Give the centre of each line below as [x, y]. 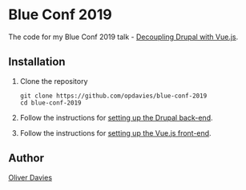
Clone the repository [54, 81]
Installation [37, 62]
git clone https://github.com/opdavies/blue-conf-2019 [113, 96]
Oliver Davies [30, 177]
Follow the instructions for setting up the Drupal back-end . [117, 117]
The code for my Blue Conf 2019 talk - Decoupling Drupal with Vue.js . [123, 37]
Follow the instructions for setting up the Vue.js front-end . [115, 133]
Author [26, 158]
